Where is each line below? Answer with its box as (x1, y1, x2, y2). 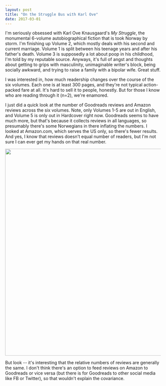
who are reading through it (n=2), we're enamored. (5, 92, 109, 98)
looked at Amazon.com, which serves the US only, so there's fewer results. (5, 129, 158, 134)
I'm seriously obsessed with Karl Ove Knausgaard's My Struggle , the (5, 30, 145, 36)
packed (5, 87, 21, 93)
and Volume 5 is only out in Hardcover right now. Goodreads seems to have (5, 113, 159, 119)
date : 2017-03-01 (5, 16, 41, 21)
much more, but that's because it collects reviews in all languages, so (5, 118, 147, 124)
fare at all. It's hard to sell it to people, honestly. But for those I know (21, 87, 160, 93)
